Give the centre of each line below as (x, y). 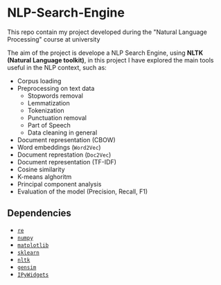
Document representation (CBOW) (66, 139)
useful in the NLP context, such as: (57, 67)
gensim (27, 267)
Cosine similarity (41, 169)
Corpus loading (39, 80)
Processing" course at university (54, 39)
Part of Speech (49, 125)
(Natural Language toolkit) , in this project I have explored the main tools (110, 60)
